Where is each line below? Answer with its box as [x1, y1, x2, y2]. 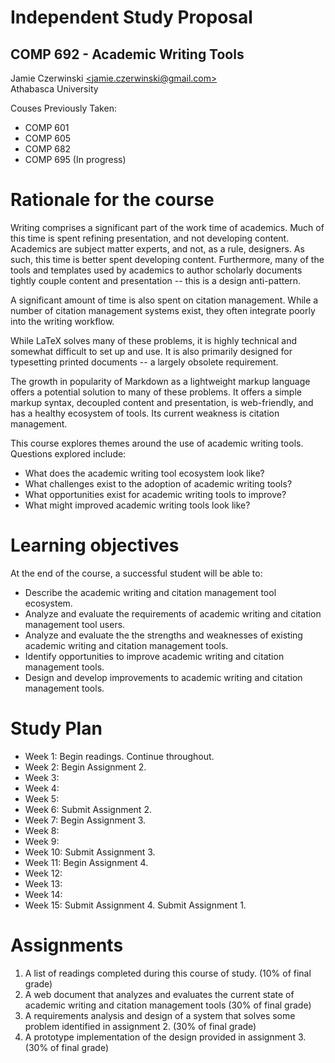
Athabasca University [10, 83, 99, 95]
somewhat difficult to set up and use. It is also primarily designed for [10, 345, 293, 357]
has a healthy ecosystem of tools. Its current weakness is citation [10, 407, 280, 419]
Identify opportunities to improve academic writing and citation [24, 650, 285, 662]
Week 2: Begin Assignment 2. [24, 761, 147, 773]
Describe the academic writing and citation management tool [24, 586, 277, 598]
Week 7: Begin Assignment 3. [24, 814, 147, 826]
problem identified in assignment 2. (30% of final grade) [24, 1020, 257, 1032]
